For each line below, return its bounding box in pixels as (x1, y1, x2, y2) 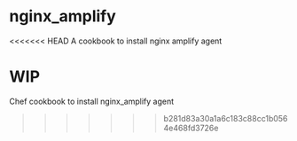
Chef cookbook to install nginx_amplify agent (9, 96, 175, 106)
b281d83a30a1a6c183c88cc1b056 (163, 113, 288, 123)
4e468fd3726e (163, 122, 219, 133)
